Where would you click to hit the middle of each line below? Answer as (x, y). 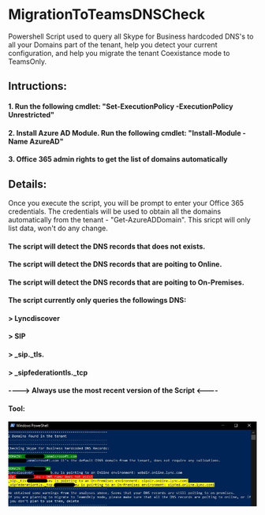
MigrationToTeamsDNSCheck (106, 15)
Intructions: (37, 86)
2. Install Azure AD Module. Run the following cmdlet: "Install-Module (125, 132)
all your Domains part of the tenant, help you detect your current (113, 44)
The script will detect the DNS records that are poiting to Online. (115, 264)
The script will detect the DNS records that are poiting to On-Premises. (126, 282)
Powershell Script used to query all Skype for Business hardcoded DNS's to (131, 36)
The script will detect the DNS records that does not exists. (107, 246)
